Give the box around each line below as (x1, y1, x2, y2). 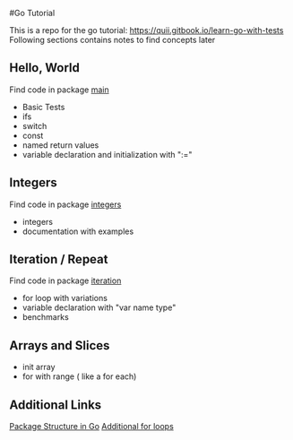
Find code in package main (9, 84, 109, 95)
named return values (22, 139, 99, 151)
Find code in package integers (9, 199, 122, 210)
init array (22, 362, 56, 373)
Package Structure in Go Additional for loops (9, 421, 175, 432)
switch (22, 120, 47, 131)
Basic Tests (22, 101, 65, 112)
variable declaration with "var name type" (22, 302, 177, 313)
